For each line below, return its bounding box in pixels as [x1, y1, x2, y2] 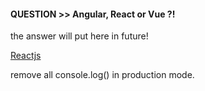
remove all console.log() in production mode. [10, 69, 195, 81]
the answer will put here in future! [10, 30, 149, 42]
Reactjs [10, 50, 42, 62]
